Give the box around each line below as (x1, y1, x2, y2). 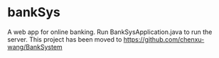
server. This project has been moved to (7, 35, 122, 43)
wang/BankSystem (7, 42, 63, 51)
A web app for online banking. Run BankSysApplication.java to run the (7, 28, 213, 36)
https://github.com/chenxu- (123, 35, 205, 43)
